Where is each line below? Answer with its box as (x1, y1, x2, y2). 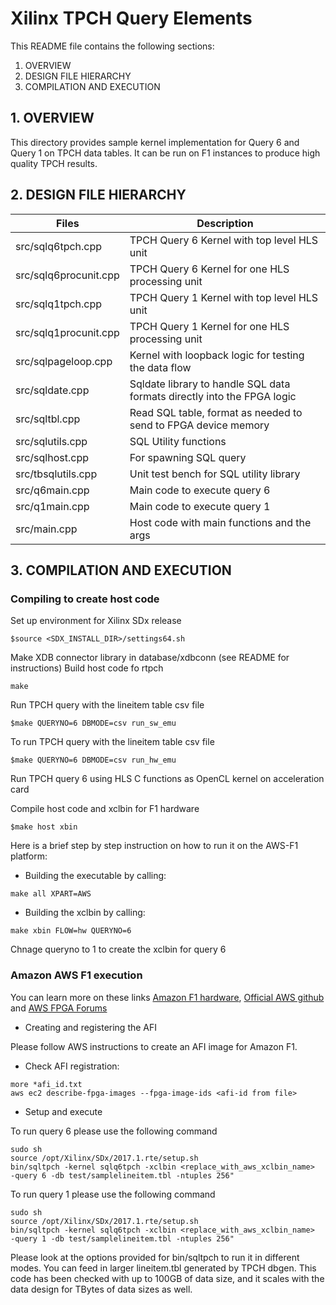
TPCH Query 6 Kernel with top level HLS (129, 233, 319, 247)
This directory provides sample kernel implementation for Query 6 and (10, 136, 300, 148)
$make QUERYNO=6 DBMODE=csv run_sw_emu (10, 718, 177, 729)
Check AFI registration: (24, 1060, 120, 1072)
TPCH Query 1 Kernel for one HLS (129, 319, 290, 333)
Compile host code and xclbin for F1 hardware (10, 803, 200, 815)
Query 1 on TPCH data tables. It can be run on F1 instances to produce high (10, 147, 321, 159)
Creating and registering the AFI (24, 1021, 158, 1033)
